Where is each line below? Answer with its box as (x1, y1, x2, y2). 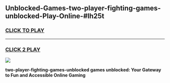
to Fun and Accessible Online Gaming (5, 72, 86, 78)
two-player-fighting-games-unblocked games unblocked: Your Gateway (5, 66, 161, 72)
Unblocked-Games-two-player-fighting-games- (5, 4, 161, 13)
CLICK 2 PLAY (5, 46, 40, 53)
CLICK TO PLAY (5, 27, 45, 34)
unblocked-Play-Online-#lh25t (5, 12, 105, 21)
